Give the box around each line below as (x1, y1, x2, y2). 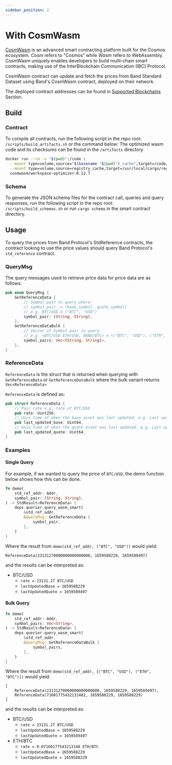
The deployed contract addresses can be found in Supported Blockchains (5, 88, 161, 94)
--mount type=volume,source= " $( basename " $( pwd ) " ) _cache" (10, 161, 137, 167)
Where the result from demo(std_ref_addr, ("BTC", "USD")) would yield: (5, 543, 158, 549)
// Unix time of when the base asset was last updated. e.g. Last (14, 415, 159, 421)
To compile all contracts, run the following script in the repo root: (5, 135, 142, 142)
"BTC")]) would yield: (5, 674, 51, 680)
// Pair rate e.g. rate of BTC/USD (14, 406, 91, 411)
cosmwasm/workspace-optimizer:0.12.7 (10, 170, 91, 176)
